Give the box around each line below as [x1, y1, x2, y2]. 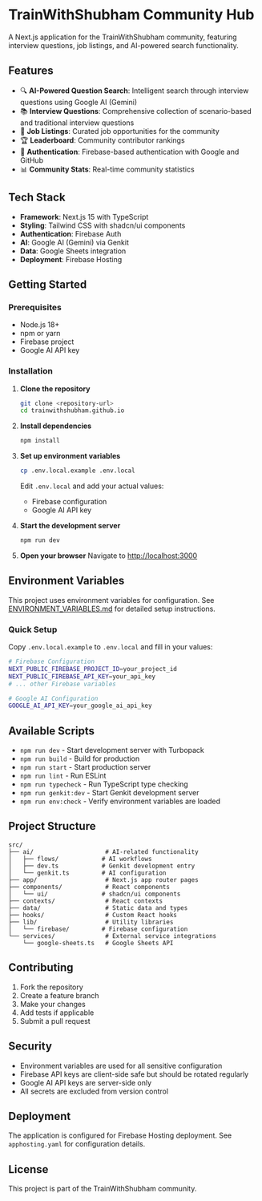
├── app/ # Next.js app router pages [8, 875, 199, 884]
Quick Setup [8, 624, 58, 635]
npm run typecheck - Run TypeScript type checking [19, 779, 188, 789]
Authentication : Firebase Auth [19, 228, 122, 238]
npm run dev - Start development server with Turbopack [19, 746, 204, 755]
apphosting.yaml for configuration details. [8, 1139, 146, 1149]
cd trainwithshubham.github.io [19, 406, 125, 414]
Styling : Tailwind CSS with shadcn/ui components [19, 220, 186, 230]
